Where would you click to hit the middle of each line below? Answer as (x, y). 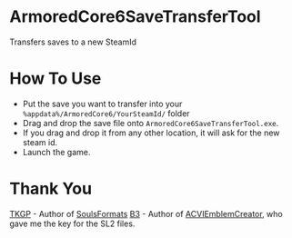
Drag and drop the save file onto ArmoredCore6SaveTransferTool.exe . (151, 123)
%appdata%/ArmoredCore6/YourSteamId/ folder (106, 113)
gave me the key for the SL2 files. (72, 223)
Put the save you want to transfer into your (102, 104)
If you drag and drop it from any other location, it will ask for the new (151, 133)
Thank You (51, 189)
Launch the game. (56, 152)
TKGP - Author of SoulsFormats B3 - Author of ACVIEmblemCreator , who (146, 213)
